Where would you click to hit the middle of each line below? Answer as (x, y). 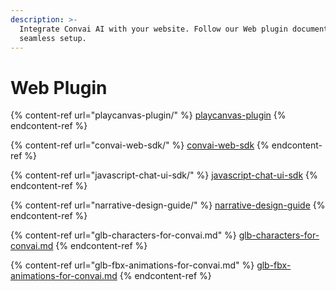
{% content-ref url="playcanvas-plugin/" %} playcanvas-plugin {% (148, 115)
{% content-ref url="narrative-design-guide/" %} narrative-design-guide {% (168, 205)
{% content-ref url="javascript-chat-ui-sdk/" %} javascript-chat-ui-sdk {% (164, 175)
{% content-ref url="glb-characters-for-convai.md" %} (123, 235)
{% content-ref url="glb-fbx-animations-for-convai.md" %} (132, 265)
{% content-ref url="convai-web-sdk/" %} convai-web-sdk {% (140, 145)
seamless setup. (53, 38)
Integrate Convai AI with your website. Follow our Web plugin (153, 29)
